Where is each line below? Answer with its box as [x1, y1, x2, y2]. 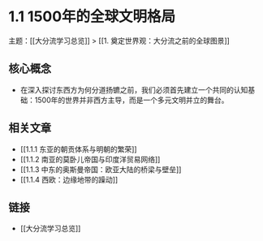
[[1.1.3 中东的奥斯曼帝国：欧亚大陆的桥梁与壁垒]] [19, 164, 182, 174]
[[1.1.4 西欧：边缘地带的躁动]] [19, 174, 119, 184]
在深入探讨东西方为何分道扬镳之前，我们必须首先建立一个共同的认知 [19, 84, 248, 94]
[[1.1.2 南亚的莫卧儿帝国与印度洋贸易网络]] [19, 154, 161, 164]
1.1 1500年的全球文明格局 [8, 7, 176, 26]
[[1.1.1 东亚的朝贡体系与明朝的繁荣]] [19, 144, 137, 154]
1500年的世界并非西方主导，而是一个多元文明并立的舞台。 [34, 95, 229, 105]
